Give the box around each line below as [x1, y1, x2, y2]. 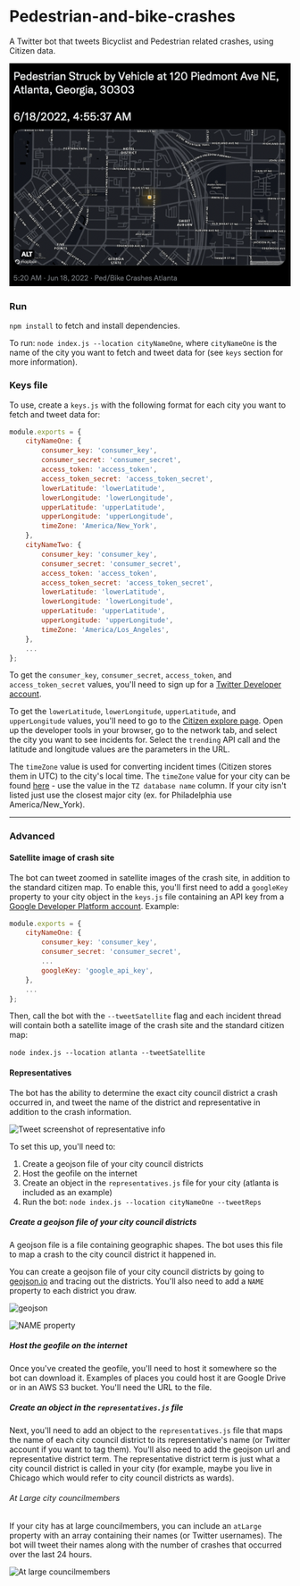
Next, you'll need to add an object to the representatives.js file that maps [9, 1424, 283, 1436]
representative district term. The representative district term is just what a [9, 1453, 280, 1464]
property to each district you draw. [9, 1285, 137, 1295]
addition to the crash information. [9, 1106, 132, 1117]
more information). [9, 357, 79, 367]
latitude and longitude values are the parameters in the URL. [9, 744, 230, 755]
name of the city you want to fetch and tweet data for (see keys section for [9, 347, 284, 359]
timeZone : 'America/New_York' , [41, 521, 158, 531]
